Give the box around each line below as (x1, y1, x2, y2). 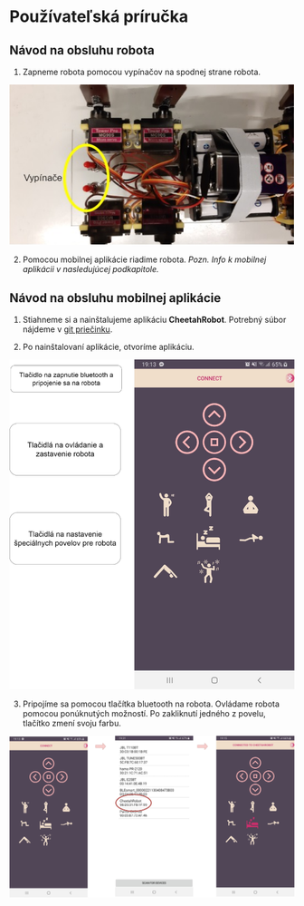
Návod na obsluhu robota (9, 43, 156, 58)
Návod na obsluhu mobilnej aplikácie (9, 290, 222, 306)
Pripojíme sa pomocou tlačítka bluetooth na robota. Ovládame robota (22, 698, 280, 709)
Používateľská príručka (9, 6, 189, 27)
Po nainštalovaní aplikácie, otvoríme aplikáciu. (22, 342, 195, 353)
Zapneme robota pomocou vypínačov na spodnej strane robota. (22, 66, 261, 77)
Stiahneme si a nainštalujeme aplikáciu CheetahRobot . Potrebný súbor (22, 315, 287, 326)
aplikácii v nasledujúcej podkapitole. (22, 264, 160, 275)
